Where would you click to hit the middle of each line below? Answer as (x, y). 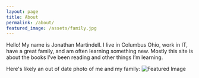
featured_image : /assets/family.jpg (51, 28)
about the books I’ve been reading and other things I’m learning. (85, 57)
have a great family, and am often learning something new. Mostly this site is (99, 51)
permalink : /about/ (30, 22)
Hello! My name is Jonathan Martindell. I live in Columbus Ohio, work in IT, (97, 45)
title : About (22, 17)
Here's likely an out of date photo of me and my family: (73, 69)
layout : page (22, 12)
